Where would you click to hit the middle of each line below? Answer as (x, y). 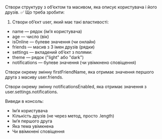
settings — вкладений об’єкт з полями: (52, 52)
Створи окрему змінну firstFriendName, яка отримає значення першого (80, 72)
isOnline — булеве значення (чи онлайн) (54, 42)
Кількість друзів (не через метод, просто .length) (63, 116)
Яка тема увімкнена (33, 126)
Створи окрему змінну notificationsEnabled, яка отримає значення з (76, 87)
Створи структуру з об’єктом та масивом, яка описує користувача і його (81, 7)
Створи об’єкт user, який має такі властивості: (60, 22)
